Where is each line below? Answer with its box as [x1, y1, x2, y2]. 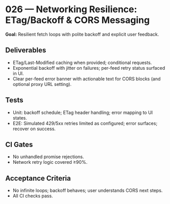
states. [12, 114, 27, 121]
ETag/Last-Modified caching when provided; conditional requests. [12, 60, 152, 66]
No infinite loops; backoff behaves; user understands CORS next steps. [12, 187, 163, 194]
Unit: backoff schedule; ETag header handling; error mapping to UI [12, 109, 153, 115]
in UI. [12, 70, 24, 76]
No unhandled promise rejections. [12, 154, 84, 160]
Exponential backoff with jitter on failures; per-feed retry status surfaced [12, 65, 165, 71]
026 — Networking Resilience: [5, 4, 137, 15]
